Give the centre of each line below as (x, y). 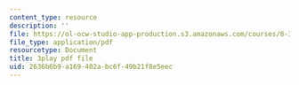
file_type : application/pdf (61, 42)
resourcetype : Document (53, 50)
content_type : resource (53, 17)
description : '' (39, 26)
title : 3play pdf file (51, 58)
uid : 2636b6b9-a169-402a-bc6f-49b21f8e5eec (91, 67)
